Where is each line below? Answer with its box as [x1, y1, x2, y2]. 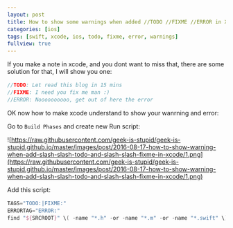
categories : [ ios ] [7, 26, 60, 32]
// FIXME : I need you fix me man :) [7, 89, 110, 96]
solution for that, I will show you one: [7, 68, 112, 76]
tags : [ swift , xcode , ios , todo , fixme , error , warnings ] [7, 33, 178, 40]
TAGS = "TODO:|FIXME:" [7, 200, 67, 207]
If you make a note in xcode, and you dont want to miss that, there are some [7, 60, 225, 68]
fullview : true [7, 40, 51, 48]
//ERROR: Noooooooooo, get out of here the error [7, 96, 154, 103]
